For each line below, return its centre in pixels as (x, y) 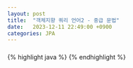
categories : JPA (31, 33)
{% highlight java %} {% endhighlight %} (66, 57)
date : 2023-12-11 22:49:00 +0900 (60, 27)
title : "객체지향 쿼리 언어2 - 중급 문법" (63, 20)
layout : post (27, 14)
